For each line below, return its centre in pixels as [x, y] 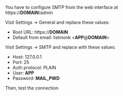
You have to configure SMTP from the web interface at [61, 7]
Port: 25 [21, 62]
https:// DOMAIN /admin [29, 13]
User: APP [23, 73]
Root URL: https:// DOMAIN [40, 32]
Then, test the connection [32, 88]
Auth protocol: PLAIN [34, 68]
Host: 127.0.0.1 [27, 57]
